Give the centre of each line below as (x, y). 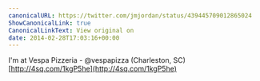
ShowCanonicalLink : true (50, 23)
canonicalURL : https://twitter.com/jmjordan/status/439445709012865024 (130, 15)
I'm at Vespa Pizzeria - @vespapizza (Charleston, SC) (97, 60)
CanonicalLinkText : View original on (71, 30)
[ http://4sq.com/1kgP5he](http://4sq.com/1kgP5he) (93, 69)
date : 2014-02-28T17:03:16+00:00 (64, 38)
